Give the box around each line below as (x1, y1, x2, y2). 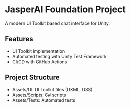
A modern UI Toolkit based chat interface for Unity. (5, 20, 110, 26)
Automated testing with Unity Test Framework (12, 53, 107, 59)
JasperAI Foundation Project (5, 4, 126, 15)
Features (5, 35, 33, 43)
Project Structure (5, 73, 60, 82)
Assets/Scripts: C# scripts (12, 92, 66, 98)
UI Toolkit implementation (12, 48, 65, 54)
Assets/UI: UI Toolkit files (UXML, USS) (12, 86, 93, 92)
